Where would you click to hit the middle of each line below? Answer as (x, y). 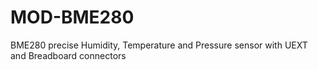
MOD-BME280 (72, 17)
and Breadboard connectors (68, 55)
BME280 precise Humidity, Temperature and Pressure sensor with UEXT (159, 45)
